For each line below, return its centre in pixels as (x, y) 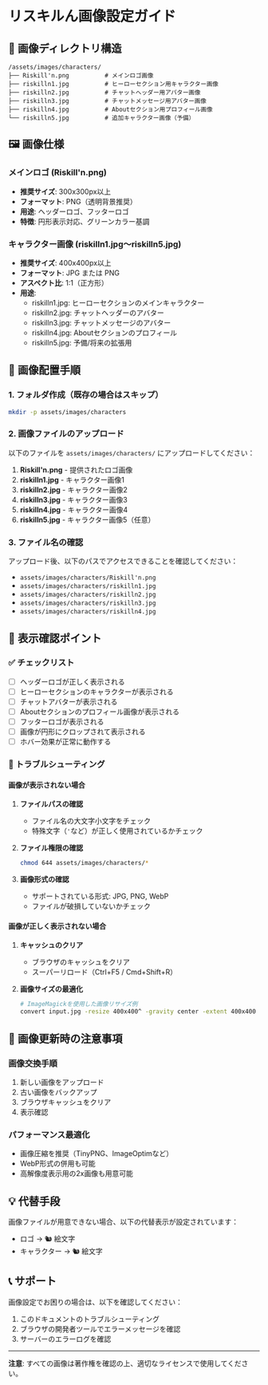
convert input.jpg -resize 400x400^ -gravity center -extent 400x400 (138, 1012)
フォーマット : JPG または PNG (69, 273)
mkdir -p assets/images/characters (67, 412)
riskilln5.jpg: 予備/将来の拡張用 (82, 342)
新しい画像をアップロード (62, 1082)
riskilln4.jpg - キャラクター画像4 (74, 509)
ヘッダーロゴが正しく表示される (72, 681)
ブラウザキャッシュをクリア (65, 1102)
